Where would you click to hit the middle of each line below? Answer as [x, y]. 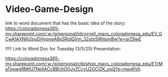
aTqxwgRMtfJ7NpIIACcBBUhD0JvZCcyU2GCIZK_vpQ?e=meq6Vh [73, 69]
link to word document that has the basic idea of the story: [66, 23]
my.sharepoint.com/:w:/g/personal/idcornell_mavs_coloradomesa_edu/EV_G [84, 33]
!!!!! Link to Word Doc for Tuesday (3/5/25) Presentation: [63, 48]
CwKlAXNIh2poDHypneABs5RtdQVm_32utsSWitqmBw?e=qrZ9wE [73, 39]
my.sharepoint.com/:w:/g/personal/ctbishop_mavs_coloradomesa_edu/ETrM [84, 63]
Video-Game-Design [49, 9]
